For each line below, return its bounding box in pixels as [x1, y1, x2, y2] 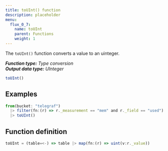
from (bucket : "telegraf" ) [5, 103, 60, 108]
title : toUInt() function [5, 7, 60, 13]
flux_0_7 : [10, 22, 31, 27]
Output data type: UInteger [5, 65, 64, 72]
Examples [5, 90, 37, 99]
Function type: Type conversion [5, 60, 74, 66]
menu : [5, 17, 17, 22]
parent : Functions [14, 31, 54, 36]
